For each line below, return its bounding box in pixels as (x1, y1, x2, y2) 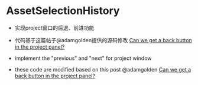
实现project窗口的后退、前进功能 (14, 24, 95, 31)
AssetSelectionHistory (6, 4, 120, 18)
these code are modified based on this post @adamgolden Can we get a (14, 66, 191, 73)
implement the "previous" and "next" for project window (14, 55, 152, 62)
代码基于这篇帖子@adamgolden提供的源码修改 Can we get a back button (14, 36, 192, 43)
